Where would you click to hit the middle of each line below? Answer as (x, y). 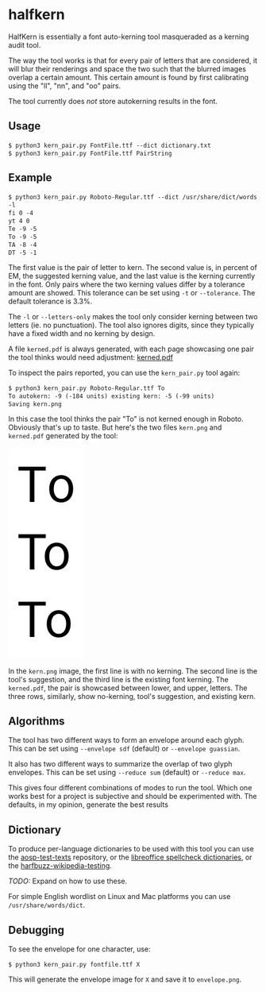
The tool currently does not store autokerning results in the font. (113, 101)
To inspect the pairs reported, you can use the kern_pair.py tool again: (124, 372)
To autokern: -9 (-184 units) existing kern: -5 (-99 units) (112, 396)
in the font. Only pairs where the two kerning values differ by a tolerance (127, 284)
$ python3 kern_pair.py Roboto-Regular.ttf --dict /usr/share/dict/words (133, 197)
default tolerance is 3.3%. (50, 301)
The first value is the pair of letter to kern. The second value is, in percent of (133, 267)
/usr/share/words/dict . (47, 905)
